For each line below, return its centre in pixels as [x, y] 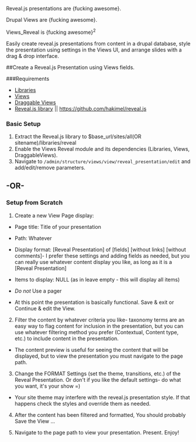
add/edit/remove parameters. [50, 167]
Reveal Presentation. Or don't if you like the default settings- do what [98, 379]
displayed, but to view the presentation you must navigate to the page [99, 356]
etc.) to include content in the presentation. [66, 338]
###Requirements [28, 78]
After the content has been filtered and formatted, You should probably [100, 414]
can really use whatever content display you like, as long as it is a [93, 262]
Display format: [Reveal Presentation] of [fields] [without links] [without [100, 249]
